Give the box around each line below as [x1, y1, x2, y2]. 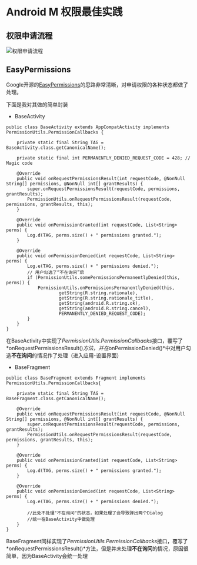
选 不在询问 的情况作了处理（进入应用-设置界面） [6, 351, 122, 359]
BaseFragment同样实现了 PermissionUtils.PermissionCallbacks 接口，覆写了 [6, 537, 188, 544]
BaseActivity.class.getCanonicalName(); [6, 145, 107, 151]
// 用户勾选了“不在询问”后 [27, 269, 84, 275]
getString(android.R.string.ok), [58, 300, 141, 306]
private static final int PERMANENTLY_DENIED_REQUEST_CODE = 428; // [16, 155, 191, 161]
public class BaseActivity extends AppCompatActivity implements [6, 124, 169, 130]
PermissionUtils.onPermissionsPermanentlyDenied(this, [37, 285, 175, 291]
